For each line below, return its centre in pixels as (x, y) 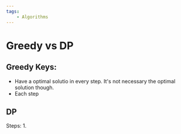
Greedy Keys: (31, 67)
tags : (13, 11)
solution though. (34, 87)
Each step (27, 93)
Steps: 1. (16, 126)
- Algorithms (33, 17)
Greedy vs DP (40, 46)
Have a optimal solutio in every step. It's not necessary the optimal (95, 81)
